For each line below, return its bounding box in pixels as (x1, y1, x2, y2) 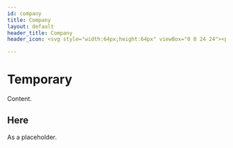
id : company (7, 10, 42, 17)
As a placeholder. (7, 133, 57, 141)
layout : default (7, 23, 54, 30)
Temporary (7, 72, 73, 87)
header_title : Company (7, 29, 73, 37)
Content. (7, 95, 33, 103)
